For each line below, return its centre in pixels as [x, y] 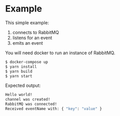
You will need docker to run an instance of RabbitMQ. [60, 53]
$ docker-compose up [27, 62]
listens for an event [32, 38]
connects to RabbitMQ [36, 32]
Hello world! [19, 95]
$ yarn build [19, 71]
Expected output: [23, 85]
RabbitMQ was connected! [31, 104]
